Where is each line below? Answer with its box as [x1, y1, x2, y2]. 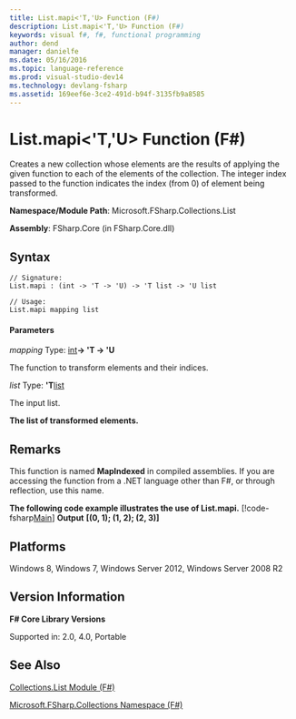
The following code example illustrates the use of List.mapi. [9, 502, 240, 514]
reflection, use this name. [9, 485, 104, 496]
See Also [9, 657, 61, 673]
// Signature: [9, 274, 64, 283]
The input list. [9, 398, 61, 409]
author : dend [9, 38, 59, 48]
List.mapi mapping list [9, 306, 100, 315]
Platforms [9, 539, 66, 554]
